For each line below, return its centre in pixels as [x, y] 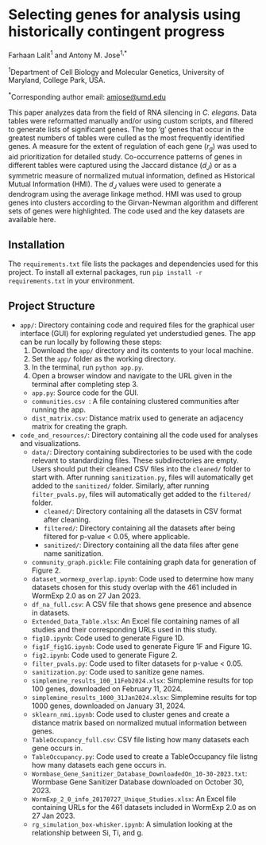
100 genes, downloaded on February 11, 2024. [107, 689]
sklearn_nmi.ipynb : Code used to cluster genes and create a [131, 714]
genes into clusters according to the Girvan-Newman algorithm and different [133, 203]
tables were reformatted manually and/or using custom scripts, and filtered [131, 120]
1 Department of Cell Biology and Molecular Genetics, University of [116, 71]
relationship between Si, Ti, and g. [87, 832]
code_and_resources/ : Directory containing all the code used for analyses [139, 435]
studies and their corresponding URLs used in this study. [124, 629]
